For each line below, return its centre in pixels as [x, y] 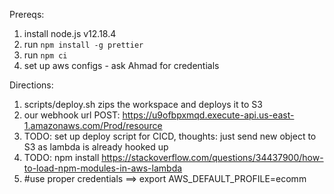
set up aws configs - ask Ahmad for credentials [121, 65]
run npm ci [45, 55]
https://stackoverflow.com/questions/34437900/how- [212, 157]
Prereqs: [27, 14]
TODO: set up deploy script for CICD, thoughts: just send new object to [170, 136]
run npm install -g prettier [83, 44]
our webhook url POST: [72, 115]
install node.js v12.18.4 [70, 33]
